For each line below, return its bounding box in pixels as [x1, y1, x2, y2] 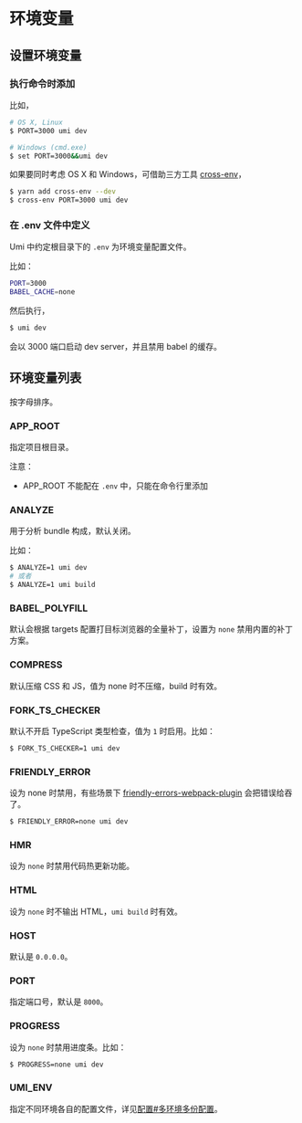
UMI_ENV [9, 1081, 53, 1094]
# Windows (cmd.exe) [9, 142, 89, 152]
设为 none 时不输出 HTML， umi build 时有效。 [9, 906, 182, 917]
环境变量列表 [9, 371, 82, 386]
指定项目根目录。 [9, 442, 74, 453]
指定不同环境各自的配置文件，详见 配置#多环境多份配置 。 [9, 1103, 223, 1114]
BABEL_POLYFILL [9, 602, 89, 614]
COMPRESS [9, 658, 63, 671]
